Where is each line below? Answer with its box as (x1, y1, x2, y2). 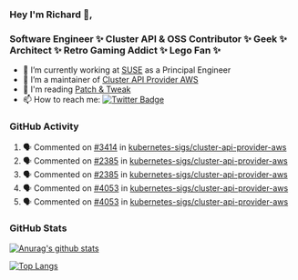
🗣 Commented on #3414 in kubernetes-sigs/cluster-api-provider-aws (22, 141, 287, 153)
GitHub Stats (9, 222, 67, 235)
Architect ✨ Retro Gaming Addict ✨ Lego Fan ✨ (9, 44, 221, 56)
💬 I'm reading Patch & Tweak (22, 84, 131, 95)
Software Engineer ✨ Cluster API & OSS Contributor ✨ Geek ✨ (9, 32, 287, 45)
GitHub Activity (9, 120, 79, 133)
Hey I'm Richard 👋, (9, 8, 93, 21)
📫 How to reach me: (22, 95, 101, 105)
